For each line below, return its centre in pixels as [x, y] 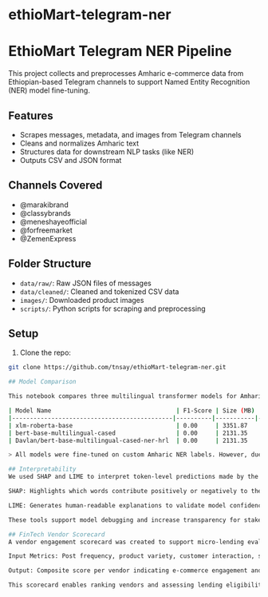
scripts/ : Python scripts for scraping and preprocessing [112, 308]
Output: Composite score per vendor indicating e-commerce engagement [128, 571]
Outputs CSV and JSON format [71, 160]
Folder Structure [50, 264]
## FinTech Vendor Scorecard [57, 534]
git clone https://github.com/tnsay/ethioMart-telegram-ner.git [117, 368]
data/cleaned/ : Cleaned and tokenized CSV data [99, 291]
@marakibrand [44, 205]
